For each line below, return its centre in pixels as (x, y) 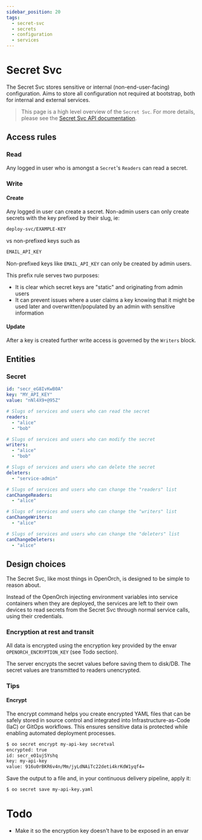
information (29, 313)
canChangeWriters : (29, 517)
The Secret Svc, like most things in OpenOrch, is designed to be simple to (98, 579)
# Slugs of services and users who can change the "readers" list (92, 490)
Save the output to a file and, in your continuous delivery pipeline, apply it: (99, 779)
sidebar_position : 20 (34, 12)
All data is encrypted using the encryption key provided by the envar (92, 645)
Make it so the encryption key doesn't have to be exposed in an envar (102, 830)
